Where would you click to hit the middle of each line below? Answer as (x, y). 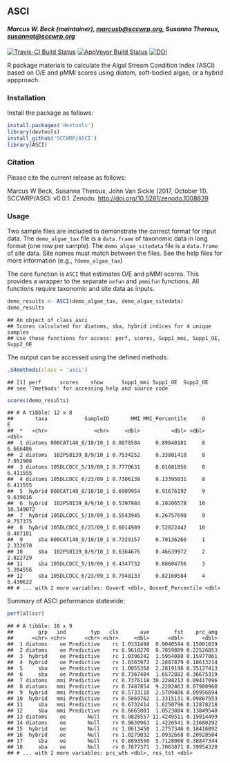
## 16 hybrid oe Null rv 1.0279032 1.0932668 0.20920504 (112, 735)
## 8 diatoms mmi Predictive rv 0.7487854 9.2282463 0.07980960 (112, 687)
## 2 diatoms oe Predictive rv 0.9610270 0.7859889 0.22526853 (112, 650)
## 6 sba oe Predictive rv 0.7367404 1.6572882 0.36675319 (112, 675)
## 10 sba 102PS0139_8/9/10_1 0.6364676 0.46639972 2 (106, 552)
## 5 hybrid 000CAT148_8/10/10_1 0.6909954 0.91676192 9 (106, 491)
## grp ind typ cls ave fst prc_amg (112, 632)
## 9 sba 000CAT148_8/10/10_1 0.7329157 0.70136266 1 (106, 540)
